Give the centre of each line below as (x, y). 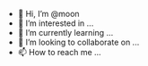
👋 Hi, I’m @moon (48, 14)
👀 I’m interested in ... (56, 23)
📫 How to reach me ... (59, 52)
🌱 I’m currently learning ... (65, 33)
